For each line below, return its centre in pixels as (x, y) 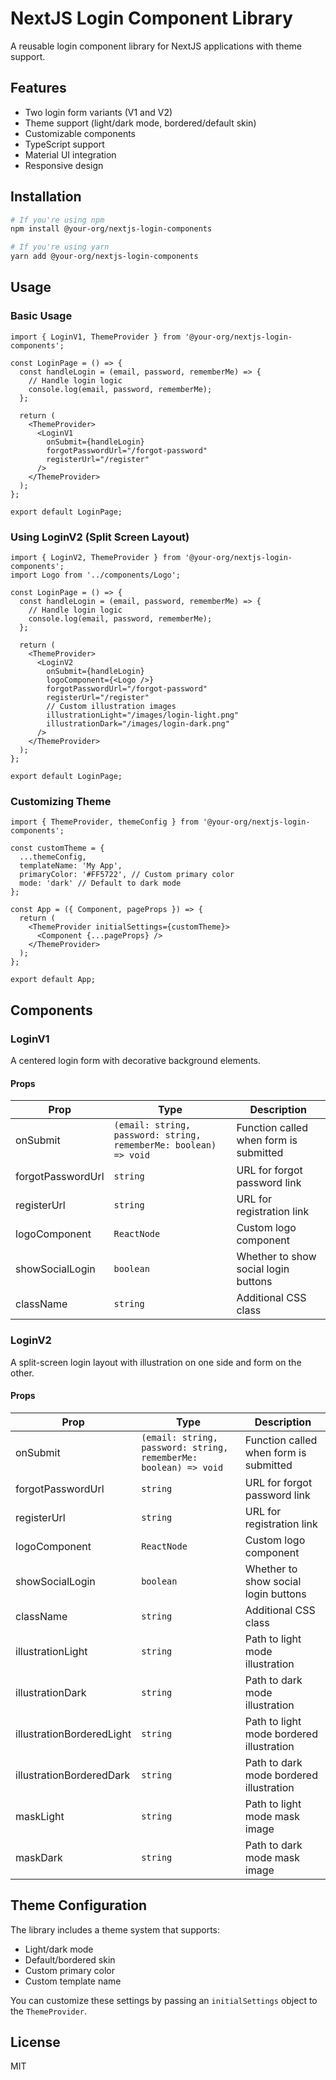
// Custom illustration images (111, 707)
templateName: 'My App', (71, 866)
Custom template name (73, 1981)
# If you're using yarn (60, 247)
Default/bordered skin (70, 1959)
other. (22, 1373)
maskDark (39, 1857)
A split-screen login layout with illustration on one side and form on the (156, 1362)
